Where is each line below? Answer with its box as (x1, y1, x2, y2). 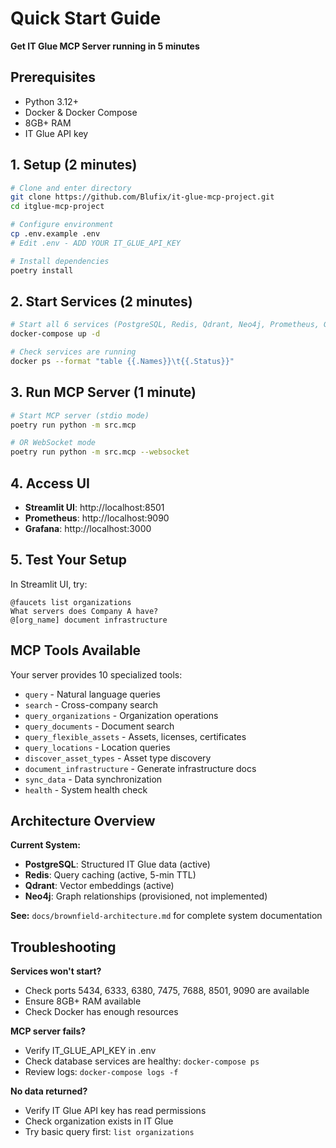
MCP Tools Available (10, 642, 142, 659)
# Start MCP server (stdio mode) (10, 410, 150, 421)
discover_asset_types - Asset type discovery (24, 752, 212, 764)
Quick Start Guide (10, 7, 162, 30)
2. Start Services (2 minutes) (10, 293, 193, 310)
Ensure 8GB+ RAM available (24, 995, 142, 1007)
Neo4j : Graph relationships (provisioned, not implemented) (24, 890, 268, 902)
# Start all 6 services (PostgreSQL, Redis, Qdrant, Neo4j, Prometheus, (10, 320, 320, 330)
